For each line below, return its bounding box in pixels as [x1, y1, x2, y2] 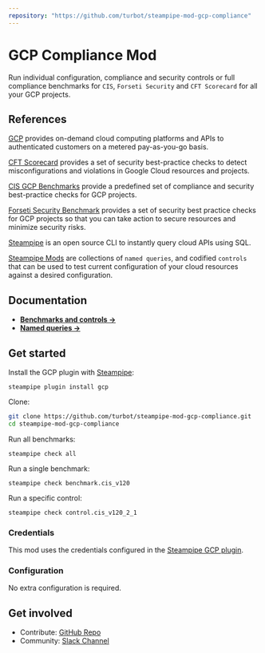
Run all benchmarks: [8, 434, 76, 444]
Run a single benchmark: [8, 464, 90, 473]
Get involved [8, 606, 73, 619]
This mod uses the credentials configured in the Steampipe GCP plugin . [8, 545, 244, 555]
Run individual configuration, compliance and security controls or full [8, 73, 235, 82]
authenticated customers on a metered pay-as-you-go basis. [8, 142, 209, 152]
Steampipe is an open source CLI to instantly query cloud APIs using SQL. [8, 238, 251, 247]
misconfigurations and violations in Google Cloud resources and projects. [8, 166, 250, 176]
